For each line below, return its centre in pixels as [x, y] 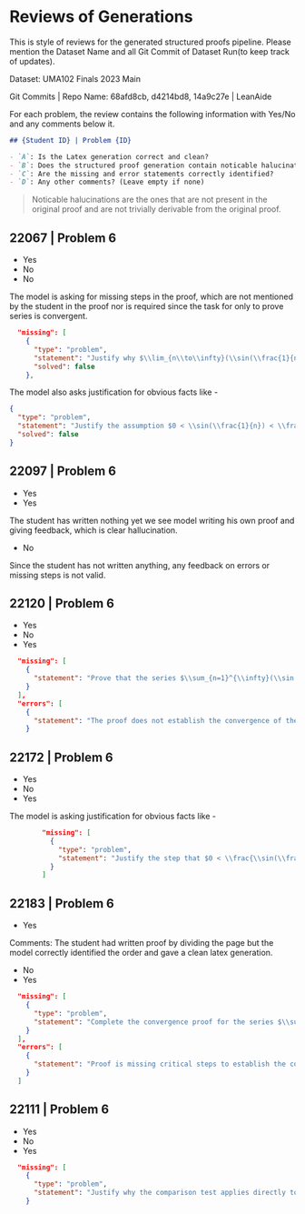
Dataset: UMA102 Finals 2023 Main [75, 78]
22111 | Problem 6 [59, 1110]
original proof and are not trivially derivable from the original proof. [156, 209]
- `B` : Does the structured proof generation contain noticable [133, 166]
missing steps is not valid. [58, 575]
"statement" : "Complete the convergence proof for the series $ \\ [162, 1022]
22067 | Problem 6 [63, 238]
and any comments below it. [62, 124]
